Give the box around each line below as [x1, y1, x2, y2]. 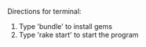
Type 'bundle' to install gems [18, 22, 113, 31]
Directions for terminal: [7, 7, 82, 16]
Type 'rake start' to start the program [18, 31, 139, 39]
